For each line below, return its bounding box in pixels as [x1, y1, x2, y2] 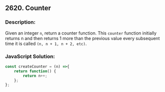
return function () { [14, 69, 56, 74]
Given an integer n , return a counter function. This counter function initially [5, 30, 157, 36]
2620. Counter [5, 4, 51, 12]
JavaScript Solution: [5, 53, 55, 60]
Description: [5, 19, 36, 26]
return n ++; [23, 73, 48, 78]
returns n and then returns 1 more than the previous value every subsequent [5, 35, 160, 41]
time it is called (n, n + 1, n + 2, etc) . [5, 41, 87, 46]
